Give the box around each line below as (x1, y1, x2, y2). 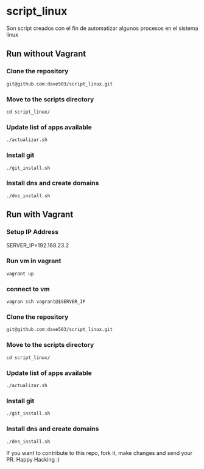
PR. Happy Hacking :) (6, 456, 60, 463)
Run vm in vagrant (6, 256, 62, 265)
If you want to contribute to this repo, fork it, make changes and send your (6, 449, 193, 456)
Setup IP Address (6, 228, 59, 236)
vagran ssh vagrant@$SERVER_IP (6, 299, 86, 305)
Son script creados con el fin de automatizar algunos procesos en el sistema (6, 24, 199, 32)
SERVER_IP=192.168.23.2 (6, 241, 69, 249)
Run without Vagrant (6, 49, 86, 59)
